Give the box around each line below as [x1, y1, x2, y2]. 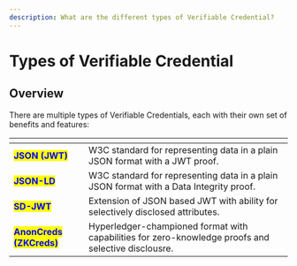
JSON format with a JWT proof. [88, 155, 219, 167]
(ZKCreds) [13, 236, 59, 248]
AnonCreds [13, 225, 64, 238]
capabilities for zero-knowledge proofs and [88, 231, 270, 243]
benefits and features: [9, 118, 90, 129]
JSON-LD [13, 174, 56, 186]
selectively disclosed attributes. [88, 205, 220, 217]
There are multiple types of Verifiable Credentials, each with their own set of [9, 110, 287, 120]
